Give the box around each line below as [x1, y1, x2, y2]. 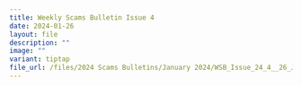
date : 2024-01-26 [9, 21, 75, 30]
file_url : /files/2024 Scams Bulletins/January [9, 64, 191, 73]
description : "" [9, 38, 70, 47]
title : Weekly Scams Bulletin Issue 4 [9, 13, 155, 22]
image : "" [9, 47, 47, 56]
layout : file [9, 30, 58, 39]
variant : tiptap [9, 55, 70, 64]
